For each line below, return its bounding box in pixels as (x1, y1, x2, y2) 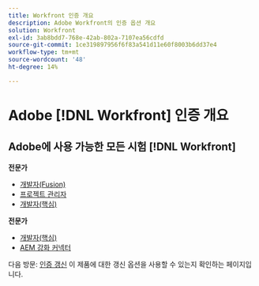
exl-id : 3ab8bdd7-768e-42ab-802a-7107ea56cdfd (8, 33, 164, 42)
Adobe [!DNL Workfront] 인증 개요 (8, 106, 229, 124)
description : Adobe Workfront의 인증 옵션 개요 (8, 19, 156, 27)
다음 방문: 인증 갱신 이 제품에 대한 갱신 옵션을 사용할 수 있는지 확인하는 (8, 259, 225, 269)
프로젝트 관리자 (19, 189, 67, 198)
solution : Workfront (8, 26, 77, 34)
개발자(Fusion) (19, 179, 66, 189)
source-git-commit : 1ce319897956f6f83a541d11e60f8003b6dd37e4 (8, 41, 217, 49)
